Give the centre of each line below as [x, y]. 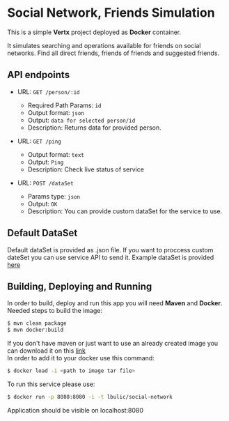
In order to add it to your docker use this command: [81, 358]
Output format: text [56, 154]
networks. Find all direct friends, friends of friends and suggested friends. [113, 53]
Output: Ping [46, 162]
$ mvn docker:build [35, 330]
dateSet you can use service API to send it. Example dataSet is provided [111, 257]
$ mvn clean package [37, 323]
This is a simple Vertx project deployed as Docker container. [94, 32]
